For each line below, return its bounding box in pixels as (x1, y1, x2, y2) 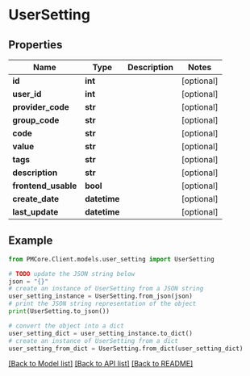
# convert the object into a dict (8, 321, 125, 330)
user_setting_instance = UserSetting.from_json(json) (8, 292, 194, 300)
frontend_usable (12, 180, 77, 191)
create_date (12, 194, 59, 204)
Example (8, 234, 53, 248)
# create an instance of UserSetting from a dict (8, 336, 179, 345)
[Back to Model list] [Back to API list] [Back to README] (8, 359, 194, 369)
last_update (12, 207, 59, 217)
